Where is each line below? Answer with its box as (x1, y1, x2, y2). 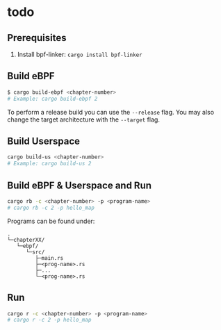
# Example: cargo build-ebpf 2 (7, 95, 98, 102)
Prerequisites (7, 32, 67, 44)
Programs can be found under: (7, 217, 95, 225)
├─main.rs (35, 254, 64, 261)
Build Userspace (7, 135, 81, 147)
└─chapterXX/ (7, 236, 45, 243)
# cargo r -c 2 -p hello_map (7, 317, 92, 324)
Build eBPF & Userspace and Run (7, 179, 152, 191)
